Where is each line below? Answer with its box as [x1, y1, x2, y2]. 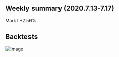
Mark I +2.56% [5, 17, 37, 23]
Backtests [5, 33, 38, 41]
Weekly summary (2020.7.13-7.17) [5, 4, 114, 13]
